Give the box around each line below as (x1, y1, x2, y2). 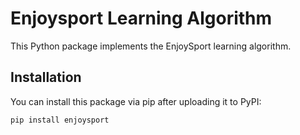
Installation (10, 69, 82, 86)
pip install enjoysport (10, 115, 110, 125)
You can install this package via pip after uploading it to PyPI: (10, 95, 262, 107)
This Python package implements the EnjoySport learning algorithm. (10, 40, 292, 52)
